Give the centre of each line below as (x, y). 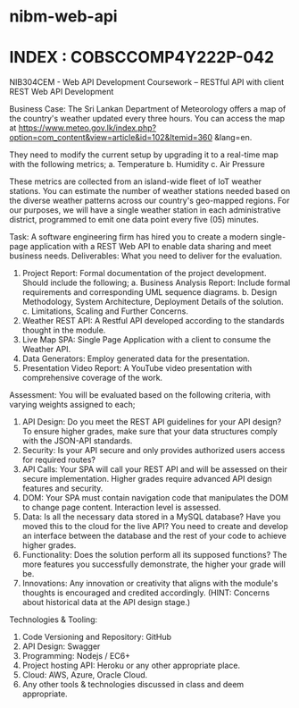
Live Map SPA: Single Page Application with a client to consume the (146, 340)
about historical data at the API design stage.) (106, 603)
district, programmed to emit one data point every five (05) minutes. (134, 220)
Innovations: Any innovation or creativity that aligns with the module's (150, 584)
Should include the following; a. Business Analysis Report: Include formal (156, 282)
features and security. (62, 488)
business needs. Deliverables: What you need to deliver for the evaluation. (146, 256)
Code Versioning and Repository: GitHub (97, 637)
